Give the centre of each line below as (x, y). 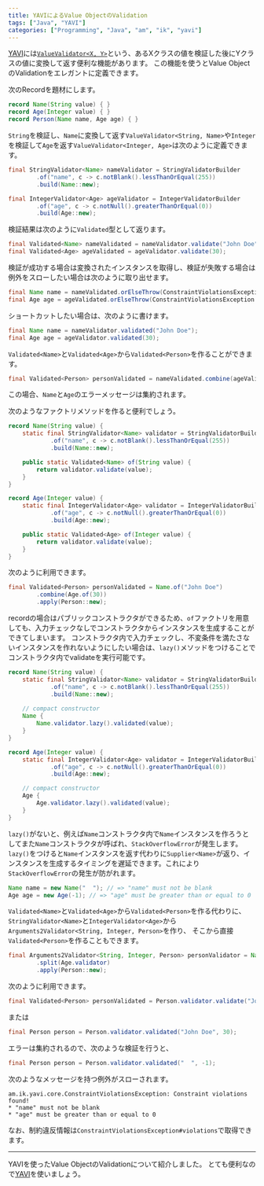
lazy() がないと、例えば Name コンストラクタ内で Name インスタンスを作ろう (125, 834)
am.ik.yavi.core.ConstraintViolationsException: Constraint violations (128, 1094)
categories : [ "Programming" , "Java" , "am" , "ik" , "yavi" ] (105, 30)
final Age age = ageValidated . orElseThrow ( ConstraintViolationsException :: (135, 300)
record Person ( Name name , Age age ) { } (73, 120)
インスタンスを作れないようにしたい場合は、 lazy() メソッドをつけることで (135, 647)
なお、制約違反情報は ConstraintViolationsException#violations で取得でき (130, 1130)
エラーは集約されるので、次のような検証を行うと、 (90, 1048)
